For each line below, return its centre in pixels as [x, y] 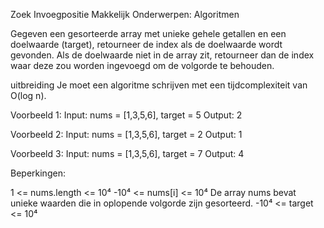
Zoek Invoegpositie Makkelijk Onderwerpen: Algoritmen [125, 14]
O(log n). [28, 95]
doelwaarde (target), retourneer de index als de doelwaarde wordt [146, 44]
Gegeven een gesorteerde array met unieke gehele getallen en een [148, 33]
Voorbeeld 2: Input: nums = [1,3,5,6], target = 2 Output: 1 [126, 134]
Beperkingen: [38, 173]
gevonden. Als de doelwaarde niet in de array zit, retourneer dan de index [162, 55]
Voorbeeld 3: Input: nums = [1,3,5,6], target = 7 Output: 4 [127, 153]
